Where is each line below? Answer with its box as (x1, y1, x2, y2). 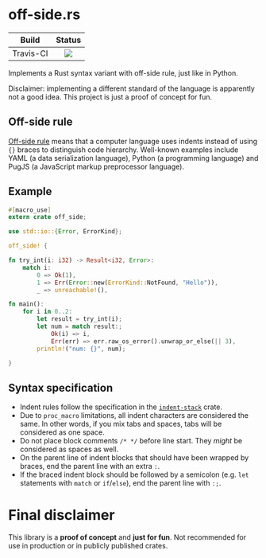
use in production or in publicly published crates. (8, 541, 168, 551)
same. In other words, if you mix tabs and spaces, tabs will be (19, 419, 222, 429)
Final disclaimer (8, 506, 115, 525)
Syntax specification (8, 380, 114, 395)
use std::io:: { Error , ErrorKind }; (8, 228, 123, 236)
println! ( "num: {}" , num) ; (37, 345, 126, 353)
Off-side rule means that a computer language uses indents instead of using (8, 136, 258, 146)
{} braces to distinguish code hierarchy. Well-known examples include (8, 145, 239, 154)
